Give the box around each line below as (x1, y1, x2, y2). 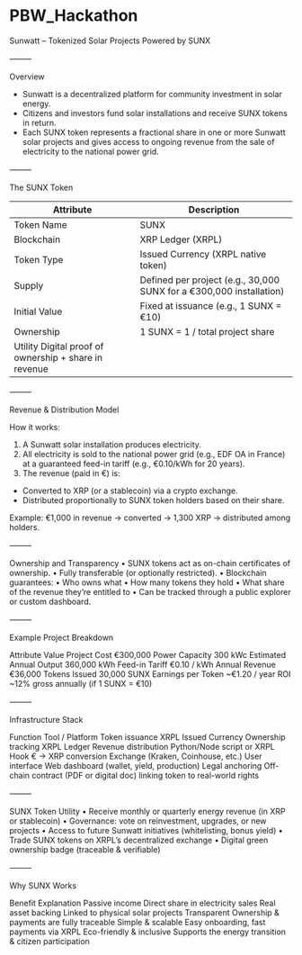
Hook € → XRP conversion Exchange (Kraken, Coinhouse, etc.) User (9, 751, 262, 761)
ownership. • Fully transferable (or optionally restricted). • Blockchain (9, 567, 267, 578)
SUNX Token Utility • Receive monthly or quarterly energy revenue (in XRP (9, 806, 286, 816)
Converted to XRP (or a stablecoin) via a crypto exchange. (22, 485, 238, 496)
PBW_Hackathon (9, 5, 138, 26)
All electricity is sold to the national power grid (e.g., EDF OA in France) (22, 448, 286, 459)
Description (188, 203, 240, 216)
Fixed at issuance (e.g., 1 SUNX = (139, 299, 282, 311)
